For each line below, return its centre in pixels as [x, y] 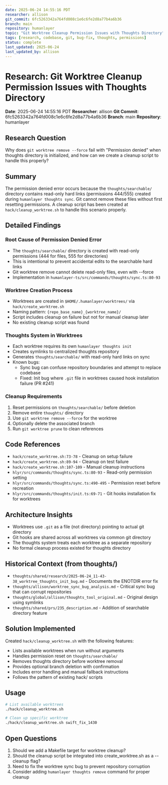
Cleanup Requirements [34, 397]
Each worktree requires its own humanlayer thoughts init [72, 346]
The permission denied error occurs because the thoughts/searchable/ [79, 189]
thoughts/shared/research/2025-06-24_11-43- [59, 576]
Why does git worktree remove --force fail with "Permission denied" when [83, 150]
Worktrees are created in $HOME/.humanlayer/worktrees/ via [73, 301]
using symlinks [28, 603]
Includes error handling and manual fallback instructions [70, 672]
